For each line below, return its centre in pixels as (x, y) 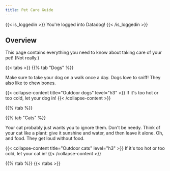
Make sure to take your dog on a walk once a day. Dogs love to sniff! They (83, 78)
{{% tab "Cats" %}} (26, 118)
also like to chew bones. (31, 83)
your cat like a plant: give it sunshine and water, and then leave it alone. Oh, (84, 133)
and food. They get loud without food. (45, 139)
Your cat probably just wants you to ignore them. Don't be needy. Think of (83, 128)
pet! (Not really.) (22, 58)
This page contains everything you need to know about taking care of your (83, 53)
